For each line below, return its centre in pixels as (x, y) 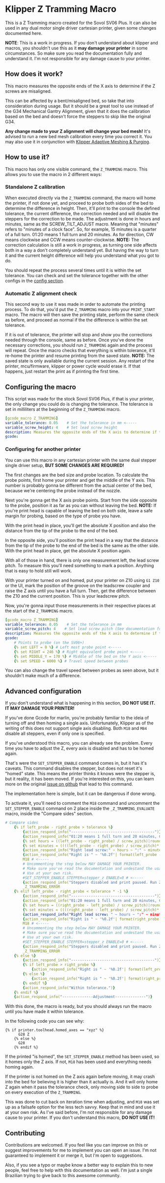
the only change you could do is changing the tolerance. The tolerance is (79, 404)
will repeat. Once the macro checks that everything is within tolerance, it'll (80, 351)
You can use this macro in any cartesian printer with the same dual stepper (81, 460)
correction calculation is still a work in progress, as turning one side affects (81, 245)
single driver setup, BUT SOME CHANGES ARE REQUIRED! (65, 465)
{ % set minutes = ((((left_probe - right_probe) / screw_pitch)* (91, 846)
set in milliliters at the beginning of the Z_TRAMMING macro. (63, 409)
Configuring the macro (41, 387)
